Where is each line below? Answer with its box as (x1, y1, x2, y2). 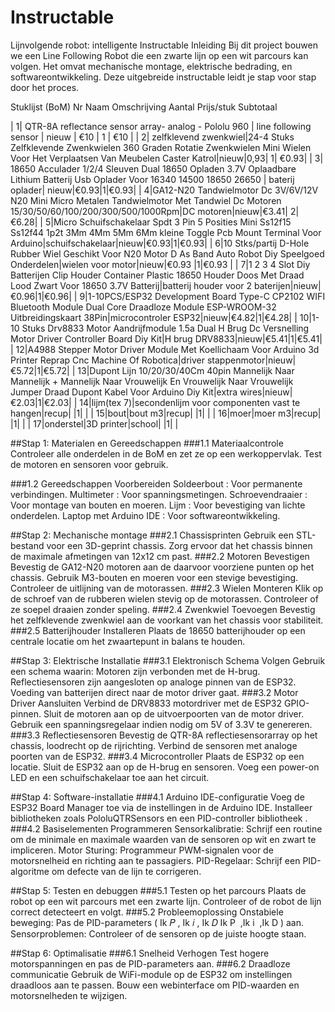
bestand (10, 539, 45, 551)
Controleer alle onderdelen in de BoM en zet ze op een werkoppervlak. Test (10, 447, 322, 460)
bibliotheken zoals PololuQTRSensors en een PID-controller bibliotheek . (10, 812, 308, 824)
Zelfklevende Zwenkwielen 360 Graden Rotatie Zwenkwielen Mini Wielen (10, 141, 312, 153)
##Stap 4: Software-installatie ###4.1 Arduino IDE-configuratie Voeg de (10, 791, 305, 803)
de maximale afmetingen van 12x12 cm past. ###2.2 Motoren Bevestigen (10, 550, 310, 562)
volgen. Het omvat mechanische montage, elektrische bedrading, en (10, 60, 293, 72)
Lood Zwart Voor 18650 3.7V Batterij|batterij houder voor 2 (10, 279, 253, 291)
